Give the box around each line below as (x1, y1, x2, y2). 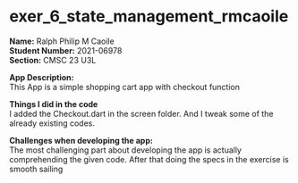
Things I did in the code (9, 98, 98, 109)
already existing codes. (9, 118, 96, 129)
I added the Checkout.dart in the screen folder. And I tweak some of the (9, 108, 274, 119)
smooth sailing (9, 163, 64, 174)
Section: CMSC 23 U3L (9, 54, 97, 65)
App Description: (9, 71, 74, 82)
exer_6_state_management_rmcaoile (9, 6, 289, 27)
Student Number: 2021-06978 (9, 45, 123, 55)
